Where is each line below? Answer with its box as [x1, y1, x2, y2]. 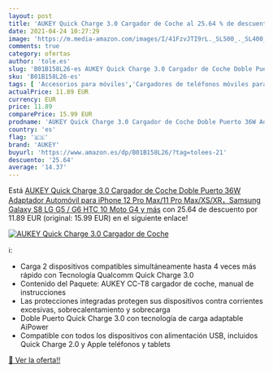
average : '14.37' [8, 164, 67, 172]
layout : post [8, 11, 53, 20]
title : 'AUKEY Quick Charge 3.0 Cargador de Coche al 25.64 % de [8, 20, 234, 28]
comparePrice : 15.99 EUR [8, 111, 93, 119]
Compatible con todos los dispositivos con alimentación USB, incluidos [19, 331, 258, 340]
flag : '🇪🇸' [8, 133, 49, 141]
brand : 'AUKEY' [8, 140, 60, 149]
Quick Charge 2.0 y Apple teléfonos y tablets [19, 340, 171, 349]
